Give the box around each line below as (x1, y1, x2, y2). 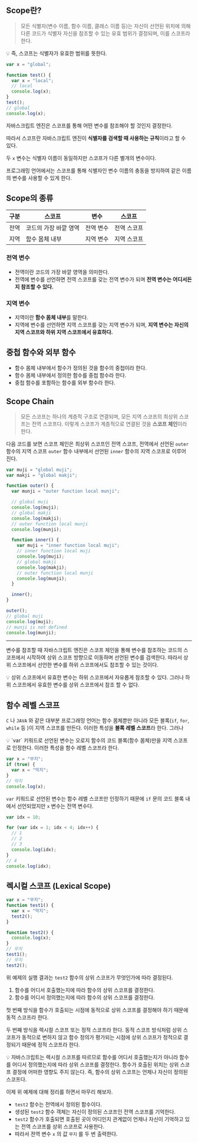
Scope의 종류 (6, 194, 54, 204)
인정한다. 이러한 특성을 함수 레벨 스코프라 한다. (12, 744, 120, 751)
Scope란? (6, 5, 42, 16)
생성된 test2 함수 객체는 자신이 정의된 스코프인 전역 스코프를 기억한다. (14, 1108, 176, 1115)
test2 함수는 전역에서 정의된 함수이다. (14, 1101, 102, 1108)
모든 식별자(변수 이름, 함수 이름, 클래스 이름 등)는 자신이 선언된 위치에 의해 (20, 22, 191, 30)
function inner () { (11, 537, 60, 543)
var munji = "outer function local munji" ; (11, 489, 120, 494)
